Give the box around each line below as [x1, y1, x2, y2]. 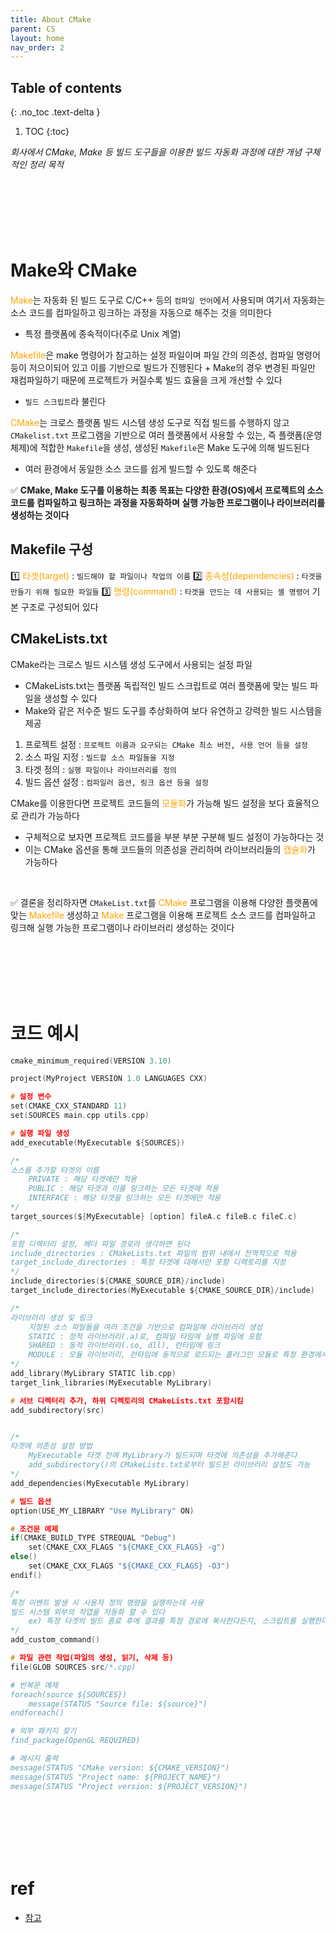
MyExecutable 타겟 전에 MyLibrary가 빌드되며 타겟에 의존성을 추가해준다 [28, 1451, 298, 1461]
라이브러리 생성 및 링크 [10, 1312, 93, 1323]
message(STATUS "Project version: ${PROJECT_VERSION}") [10, 1781, 248, 1791]
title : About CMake [10, 14, 92, 25]
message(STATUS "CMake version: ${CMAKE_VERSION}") [10, 1762, 230, 1773]
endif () [10, 1570, 43, 1580]
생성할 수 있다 [43, 692, 98, 704]
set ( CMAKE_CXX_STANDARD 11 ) [10, 1101, 128, 1111]
